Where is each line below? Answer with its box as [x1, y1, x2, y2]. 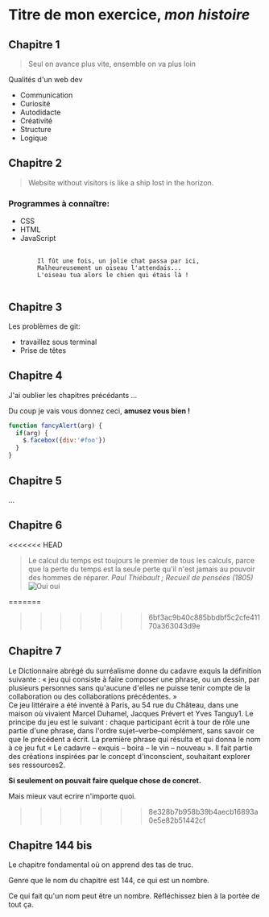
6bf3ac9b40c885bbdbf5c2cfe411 [148, 612, 260, 622]
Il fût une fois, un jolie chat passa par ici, [37, 257, 200, 265]
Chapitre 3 [8, 300, 63, 313]
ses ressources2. [8, 760, 66, 770]
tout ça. [8, 900, 34, 910]
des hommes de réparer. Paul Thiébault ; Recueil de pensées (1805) [27, 572, 254, 582]
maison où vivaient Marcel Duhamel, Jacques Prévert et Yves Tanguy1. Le [8, 708, 254, 718]
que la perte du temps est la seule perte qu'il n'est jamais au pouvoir [27, 564, 255, 574]
